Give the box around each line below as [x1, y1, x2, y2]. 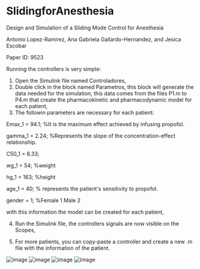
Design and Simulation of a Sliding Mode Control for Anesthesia [6, 24, 164, 31]
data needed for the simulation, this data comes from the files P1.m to [14, 89, 187, 97]
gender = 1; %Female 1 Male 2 [6, 196, 81, 204]
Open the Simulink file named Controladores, [14, 77, 126, 84]
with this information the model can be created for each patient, [6, 208, 164, 216]
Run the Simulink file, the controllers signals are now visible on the [14, 220, 179, 227]
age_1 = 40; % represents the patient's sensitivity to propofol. [6, 185, 158, 192]
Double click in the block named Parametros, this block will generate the [14, 83, 194, 91]
